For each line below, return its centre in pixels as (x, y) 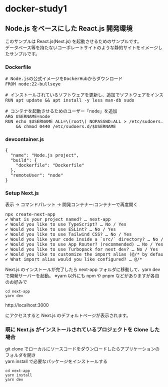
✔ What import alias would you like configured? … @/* (74, 259)
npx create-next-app (30, 214)
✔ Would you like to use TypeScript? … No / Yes (66, 224)
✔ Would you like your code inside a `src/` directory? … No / (84, 239)
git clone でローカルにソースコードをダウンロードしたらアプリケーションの (82, 349)
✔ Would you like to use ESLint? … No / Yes (61, 229)
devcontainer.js (24, 139)
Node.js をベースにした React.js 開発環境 (69, 28)
